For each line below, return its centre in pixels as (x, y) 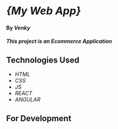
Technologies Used (43, 60)
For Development (39, 118)
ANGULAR (27, 100)
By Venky (18, 27)
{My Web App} (44, 11)
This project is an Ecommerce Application (59, 41)
